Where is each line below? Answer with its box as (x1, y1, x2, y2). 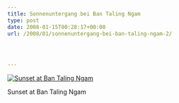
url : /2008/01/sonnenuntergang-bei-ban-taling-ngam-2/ (7, 30, 173, 37)
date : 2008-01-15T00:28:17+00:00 (7, 23, 106, 30)
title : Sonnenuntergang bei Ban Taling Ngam (7, 10, 141, 18)
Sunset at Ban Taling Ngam (7, 87, 86, 96)
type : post (7, 17, 40, 24)
